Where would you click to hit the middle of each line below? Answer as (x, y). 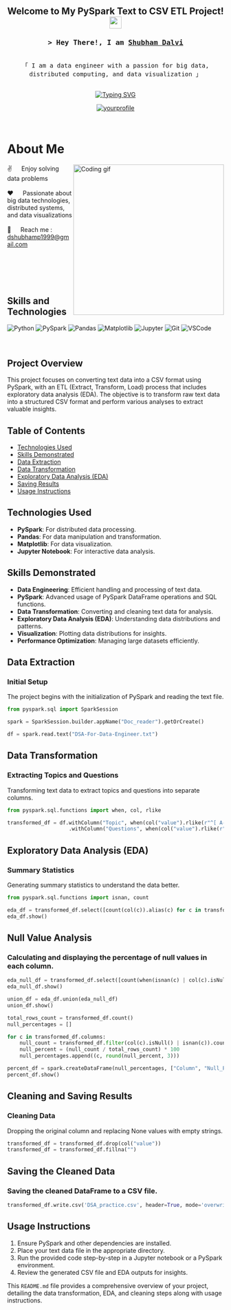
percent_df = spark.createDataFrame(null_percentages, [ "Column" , (104, 1069)
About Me (36, 149)
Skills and (29, 301)
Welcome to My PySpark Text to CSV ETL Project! (115, 11)
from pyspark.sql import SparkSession (63, 709)
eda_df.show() (27, 916)
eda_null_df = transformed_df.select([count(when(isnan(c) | (97, 980)
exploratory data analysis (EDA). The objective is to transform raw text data (113, 394)
